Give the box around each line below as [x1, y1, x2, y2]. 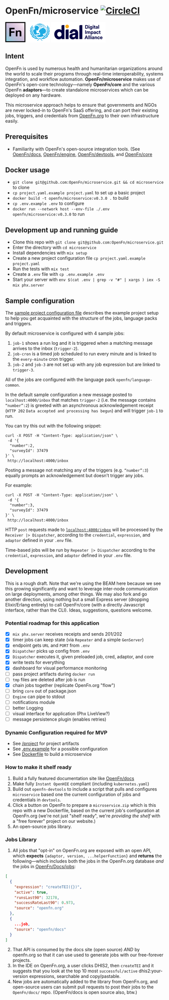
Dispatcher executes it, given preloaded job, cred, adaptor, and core [12, 654, 154, 660]
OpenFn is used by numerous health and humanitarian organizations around [5, 65, 162, 71]
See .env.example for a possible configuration [12, 746, 108, 752]
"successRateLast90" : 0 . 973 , [14, 900, 75, 905]
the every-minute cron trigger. [12, 356, 74, 362]
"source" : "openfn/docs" [14, 927, 66, 932]
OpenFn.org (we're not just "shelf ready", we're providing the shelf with [12, 813, 161, 819]
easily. [5, 118, 19, 124]
